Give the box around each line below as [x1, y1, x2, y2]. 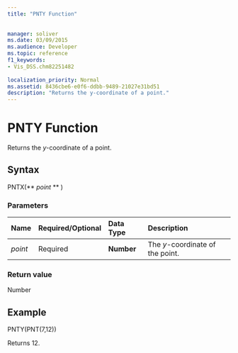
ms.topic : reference [7, 50, 69, 57]
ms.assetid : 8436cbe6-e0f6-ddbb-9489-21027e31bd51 [7, 83, 160, 90]
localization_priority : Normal [7, 76, 100, 84]
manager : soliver [7, 30, 59, 38]
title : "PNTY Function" [7, 10, 78, 18]
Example [7, 306, 47, 318]
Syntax [7, 164, 40, 176]
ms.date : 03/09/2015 [7, 37, 69, 44]
